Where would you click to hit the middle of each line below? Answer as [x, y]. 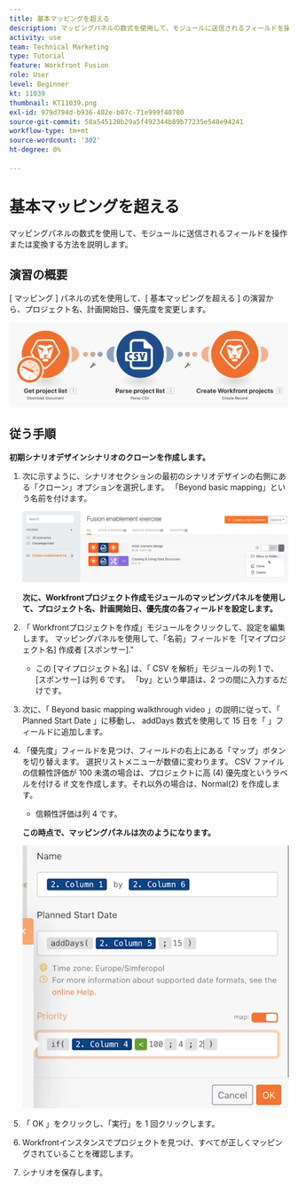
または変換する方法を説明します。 [71, 244]
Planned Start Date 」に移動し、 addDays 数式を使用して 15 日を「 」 [149, 720]
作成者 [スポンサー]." [96, 649]
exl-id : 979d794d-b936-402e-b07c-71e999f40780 [97, 112]
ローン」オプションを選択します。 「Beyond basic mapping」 [158, 487]
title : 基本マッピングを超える [59, 19]
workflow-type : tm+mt [49, 131]
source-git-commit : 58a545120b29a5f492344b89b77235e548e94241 [126, 122]
